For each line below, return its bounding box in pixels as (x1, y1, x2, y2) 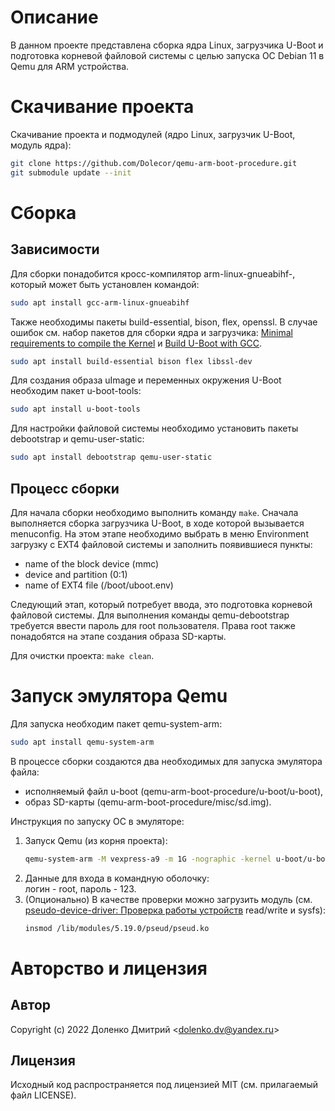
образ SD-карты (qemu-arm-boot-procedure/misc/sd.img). (24, 796, 272, 808)
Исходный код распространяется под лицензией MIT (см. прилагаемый (10, 1079, 319, 1091)
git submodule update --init (10, 167, 132, 178)
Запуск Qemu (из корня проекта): (24, 834, 168, 846)
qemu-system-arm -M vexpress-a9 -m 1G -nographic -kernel (24, 854, 272, 864)
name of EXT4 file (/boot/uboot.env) (24, 579, 174, 591)
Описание (10, 6, 99, 29)
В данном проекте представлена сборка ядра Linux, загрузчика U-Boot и (10, 39, 324, 51)
